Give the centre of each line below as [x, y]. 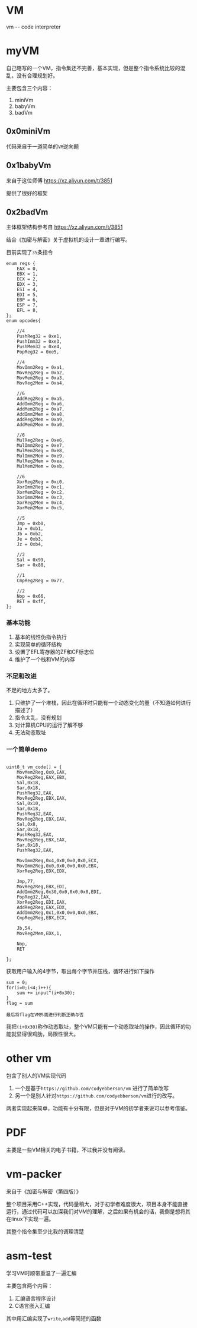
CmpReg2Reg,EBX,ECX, [42, 918]
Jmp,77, [26, 882]
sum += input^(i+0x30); [46, 993]
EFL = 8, [28, 310]
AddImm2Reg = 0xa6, [41, 404]
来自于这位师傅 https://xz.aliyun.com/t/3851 [59, 180]
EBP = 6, [28, 300]
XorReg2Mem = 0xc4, [41, 503]
